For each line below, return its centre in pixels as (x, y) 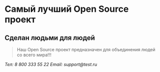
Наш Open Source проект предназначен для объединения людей (86, 50)
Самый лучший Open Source (67, 9)
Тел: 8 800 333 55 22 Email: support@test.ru (51, 64)
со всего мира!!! (34, 55)
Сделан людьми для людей (50, 38)
